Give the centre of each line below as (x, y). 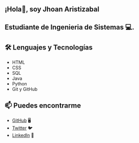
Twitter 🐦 (22, 128)
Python (19, 83)
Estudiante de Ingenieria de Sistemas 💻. (69, 27)
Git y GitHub (25, 89)
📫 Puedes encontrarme (43, 105)
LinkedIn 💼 (23, 135)
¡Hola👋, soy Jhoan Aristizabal (52, 9)
